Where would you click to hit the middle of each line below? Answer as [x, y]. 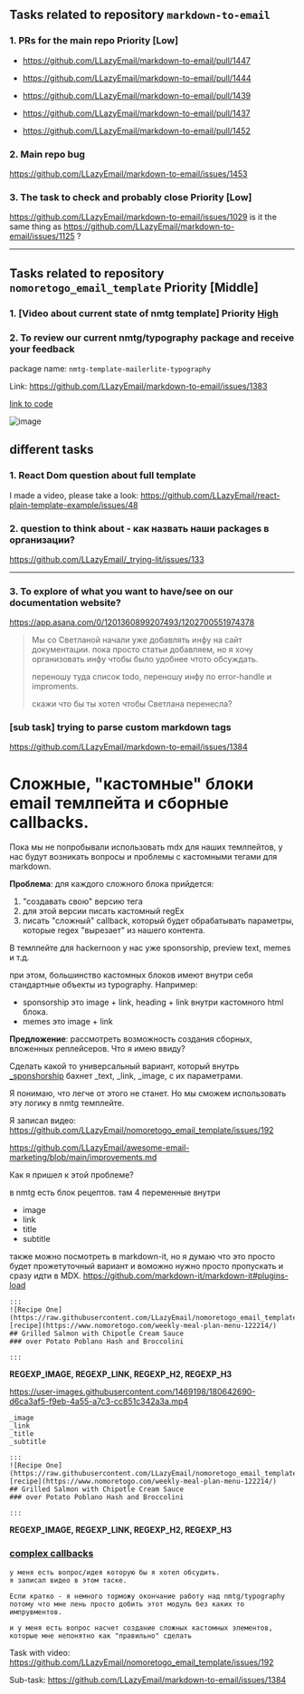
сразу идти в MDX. [45, 1275]
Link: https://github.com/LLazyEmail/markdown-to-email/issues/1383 [138, 386]
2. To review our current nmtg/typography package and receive [152, 337]
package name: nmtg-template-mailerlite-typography [110, 368]
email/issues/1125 [42, 236]
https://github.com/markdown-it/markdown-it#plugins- [186, 1275]
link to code [31, 403]
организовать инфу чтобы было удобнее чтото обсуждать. [145, 659]
